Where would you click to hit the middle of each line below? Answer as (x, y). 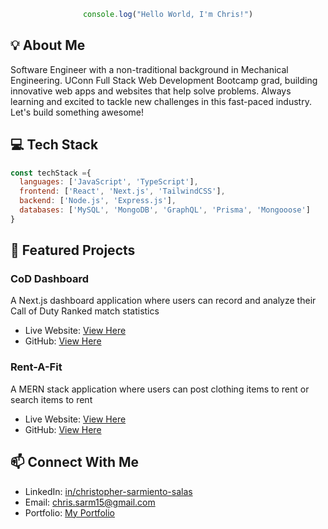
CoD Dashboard (50, 279)
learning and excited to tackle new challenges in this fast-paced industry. (161, 101)
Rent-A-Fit (36, 367)
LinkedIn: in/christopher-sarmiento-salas (108, 491)
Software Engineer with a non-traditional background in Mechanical (149, 69)
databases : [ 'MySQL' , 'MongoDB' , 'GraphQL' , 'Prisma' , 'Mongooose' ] (165, 210)
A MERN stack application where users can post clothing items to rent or (160, 389)
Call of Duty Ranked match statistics (85, 311)
